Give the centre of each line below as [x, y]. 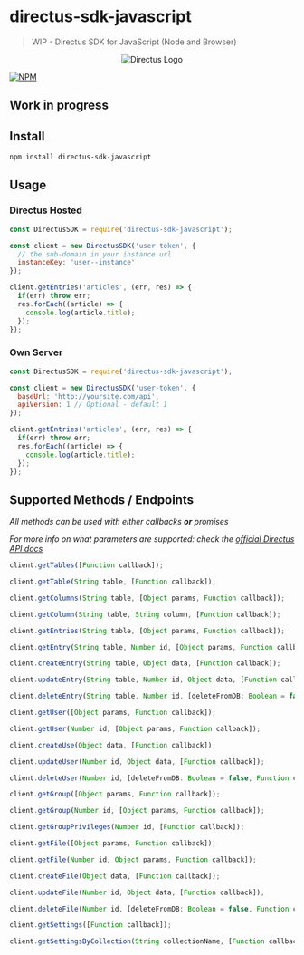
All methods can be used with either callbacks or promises [119, 522]
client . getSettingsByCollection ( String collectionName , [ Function [137, 941]
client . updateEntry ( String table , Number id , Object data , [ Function [143, 680]
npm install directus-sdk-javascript [81, 157]
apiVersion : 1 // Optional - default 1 [93, 405]
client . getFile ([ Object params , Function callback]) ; [113, 844]
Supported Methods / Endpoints [102, 500]
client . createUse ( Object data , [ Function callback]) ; [113, 745]
